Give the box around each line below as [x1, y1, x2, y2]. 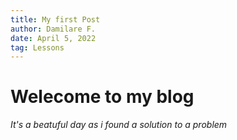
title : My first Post [10, 14, 101, 25]
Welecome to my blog [10, 86, 195, 108]
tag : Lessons [10, 42, 65, 53]
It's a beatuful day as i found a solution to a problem [10, 119, 228, 131]
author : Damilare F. [10, 24, 97, 34]
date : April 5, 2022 [10, 33, 97, 43]
